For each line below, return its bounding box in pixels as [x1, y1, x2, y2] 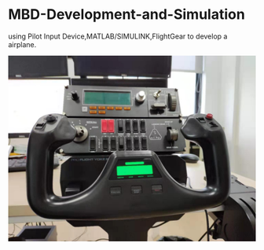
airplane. [8, 39, 37, 49]
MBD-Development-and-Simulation [8, 6, 245, 24]
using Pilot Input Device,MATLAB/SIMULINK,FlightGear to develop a [8, 31, 228, 41]
